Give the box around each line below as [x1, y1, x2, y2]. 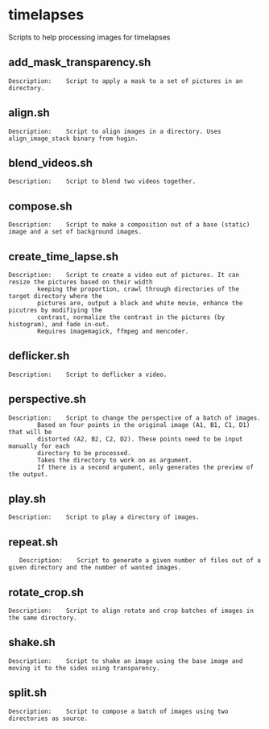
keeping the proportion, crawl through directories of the [37, 285, 240, 293]
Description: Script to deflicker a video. [8, 371, 168, 379]
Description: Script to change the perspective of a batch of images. [8, 413, 262, 422]
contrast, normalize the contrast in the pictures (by [37, 313, 226, 321]
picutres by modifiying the [8, 306, 103, 314]
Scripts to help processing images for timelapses [8, 32, 171, 42]
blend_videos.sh [8, 155, 93, 170]
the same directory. [8, 614, 78, 622]
